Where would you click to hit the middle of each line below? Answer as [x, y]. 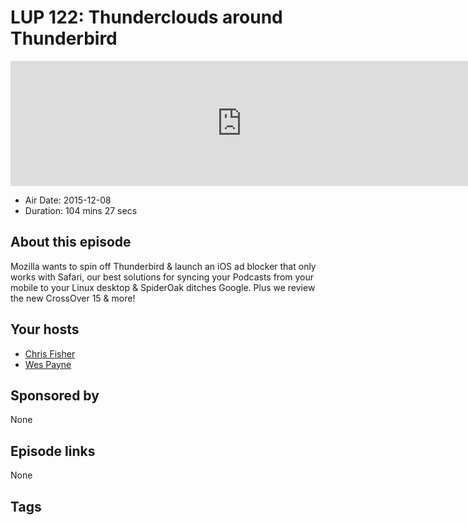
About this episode [71, 242]
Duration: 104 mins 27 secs [81, 210]
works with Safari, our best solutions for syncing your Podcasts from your [162, 277]
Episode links [53, 451]
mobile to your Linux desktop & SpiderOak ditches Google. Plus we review [163, 287]
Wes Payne [48, 364]
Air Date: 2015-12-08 [68, 200]
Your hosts [45, 329]
